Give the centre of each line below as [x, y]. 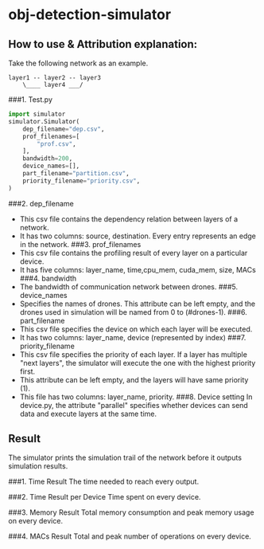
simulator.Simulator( [44, 121]
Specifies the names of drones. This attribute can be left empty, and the [138, 304]
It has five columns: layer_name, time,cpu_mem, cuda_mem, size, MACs [138, 269]
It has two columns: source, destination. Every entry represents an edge [138, 236]
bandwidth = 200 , [48, 159]
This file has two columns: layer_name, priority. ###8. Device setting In [136, 397]
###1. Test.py [31, 100]
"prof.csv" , [57, 144]
